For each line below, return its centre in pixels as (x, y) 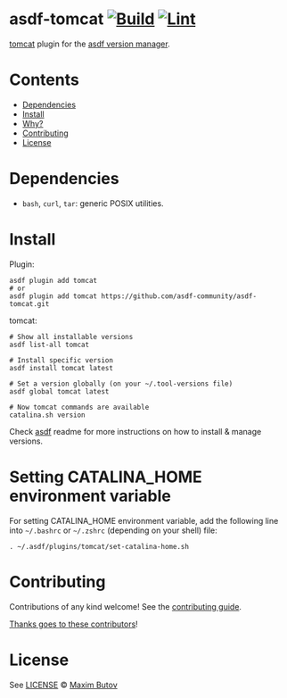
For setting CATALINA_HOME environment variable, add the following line (144, 520)
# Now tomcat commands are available (79, 407)
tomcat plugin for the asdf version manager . (90, 44)
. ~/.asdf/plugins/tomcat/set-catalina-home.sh (99, 546)
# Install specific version (61, 360)
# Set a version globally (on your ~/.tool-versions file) (121, 384)
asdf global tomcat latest (59, 391)
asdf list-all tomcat (49, 345)
